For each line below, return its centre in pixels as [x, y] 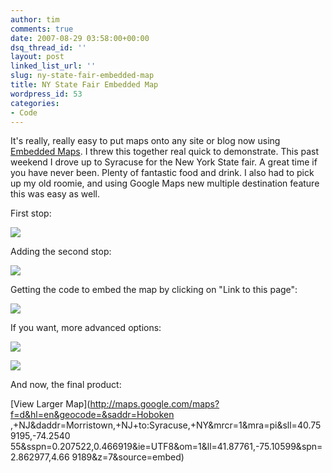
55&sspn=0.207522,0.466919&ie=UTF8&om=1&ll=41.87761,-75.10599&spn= [166, 447]
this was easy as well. [55, 194]
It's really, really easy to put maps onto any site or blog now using [145, 141]
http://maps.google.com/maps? [154, 404]
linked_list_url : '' [53, 66]
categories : [35, 103]
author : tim [35, 19]
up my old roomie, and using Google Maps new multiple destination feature [165, 183]
